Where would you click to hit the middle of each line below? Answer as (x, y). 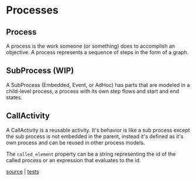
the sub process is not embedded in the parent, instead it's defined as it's (95, 136)
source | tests (23, 172)
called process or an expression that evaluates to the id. (74, 160)
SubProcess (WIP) (40, 71)
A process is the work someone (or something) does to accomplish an (91, 46)
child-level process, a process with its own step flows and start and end (93, 91)
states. (14, 97)
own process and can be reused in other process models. (75, 142)
